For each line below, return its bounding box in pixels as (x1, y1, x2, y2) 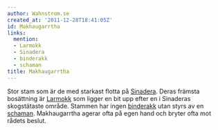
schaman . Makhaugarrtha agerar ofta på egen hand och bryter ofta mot (7, 109, 211, 118)
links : (7, 29, 26, 37)
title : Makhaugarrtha (7, 68, 70, 75)
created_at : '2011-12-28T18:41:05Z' (7, 17, 113, 24)
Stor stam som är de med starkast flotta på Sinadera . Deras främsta (7, 87, 200, 95)
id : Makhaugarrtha (7, 23, 60, 30)
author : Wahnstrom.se (7, 10, 70, 17)
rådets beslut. (7, 116, 47, 124)
